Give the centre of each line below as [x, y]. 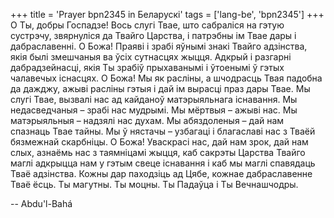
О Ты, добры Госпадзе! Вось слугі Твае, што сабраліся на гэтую [147, 25]
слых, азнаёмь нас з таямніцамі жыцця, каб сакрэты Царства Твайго [158, 152]
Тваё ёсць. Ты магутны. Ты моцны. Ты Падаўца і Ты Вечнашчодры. [154, 184]
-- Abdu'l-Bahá [41, 203]
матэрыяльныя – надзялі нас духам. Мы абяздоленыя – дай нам [147, 120]
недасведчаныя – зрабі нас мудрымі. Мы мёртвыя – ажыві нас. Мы [154, 110]
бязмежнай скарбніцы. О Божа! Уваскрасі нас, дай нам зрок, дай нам [159, 142]
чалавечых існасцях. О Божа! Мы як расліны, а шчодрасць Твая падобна [166, 78]
